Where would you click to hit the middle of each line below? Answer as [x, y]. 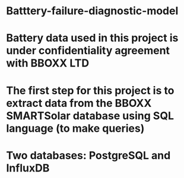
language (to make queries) [75, 128]
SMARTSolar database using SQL [90, 115]
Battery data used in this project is [92, 38]
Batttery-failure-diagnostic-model [92, 11]
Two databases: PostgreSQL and [88, 155]
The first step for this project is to [90, 90]
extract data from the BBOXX [79, 103]
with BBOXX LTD [48, 63]
